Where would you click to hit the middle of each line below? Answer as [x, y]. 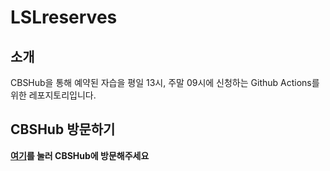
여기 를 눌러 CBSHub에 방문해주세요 [80, 155]
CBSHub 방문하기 [63, 129]
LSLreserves [64, 17]
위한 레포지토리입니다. [53, 95]
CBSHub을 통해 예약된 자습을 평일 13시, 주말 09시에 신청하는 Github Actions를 [165, 82]
